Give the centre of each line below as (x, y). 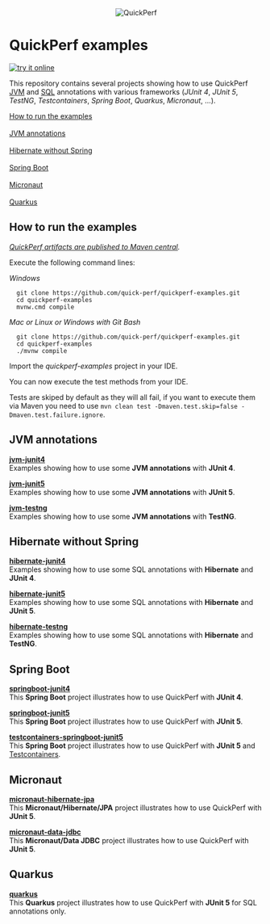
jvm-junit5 (27, 483)
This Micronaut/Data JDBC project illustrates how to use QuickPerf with (129, 840)
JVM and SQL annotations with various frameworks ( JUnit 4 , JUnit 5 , (124, 91)
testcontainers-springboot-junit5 (66, 737)
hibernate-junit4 (37, 561)
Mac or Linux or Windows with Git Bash (75, 321)
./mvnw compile (42, 351)
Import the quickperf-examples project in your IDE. (93, 366)
